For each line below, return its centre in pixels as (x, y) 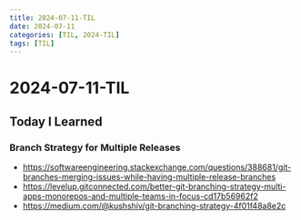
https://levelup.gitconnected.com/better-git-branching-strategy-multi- (154, 186)
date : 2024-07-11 (42, 26)
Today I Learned (56, 121)
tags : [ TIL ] (32, 43)
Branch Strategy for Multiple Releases (95, 147)
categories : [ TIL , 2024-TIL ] (65, 35)
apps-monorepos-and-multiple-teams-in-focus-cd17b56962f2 (140, 196)
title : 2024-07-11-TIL (52, 18)
